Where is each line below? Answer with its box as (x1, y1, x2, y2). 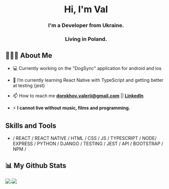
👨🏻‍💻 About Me (5, 51, 52, 60)
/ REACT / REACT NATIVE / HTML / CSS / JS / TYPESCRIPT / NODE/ (12, 135, 157, 141)
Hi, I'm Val (64, 4, 109, 15)
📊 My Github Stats (5, 161, 67, 170)
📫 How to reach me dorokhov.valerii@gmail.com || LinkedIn (12, 92, 144, 99)
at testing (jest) (12, 82, 45, 88)
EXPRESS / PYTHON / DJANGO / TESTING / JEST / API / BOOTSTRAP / (12, 140, 163, 147)
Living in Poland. (65, 36, 108, 43)
